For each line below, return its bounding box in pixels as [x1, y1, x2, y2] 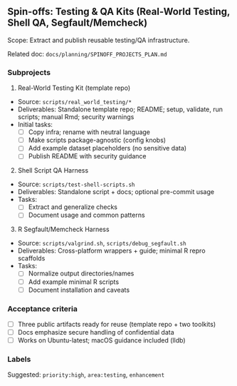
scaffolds [17, 254, 46, 263]
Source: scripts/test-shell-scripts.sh [17, 180, 135, 188]
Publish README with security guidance [28, 152, 147, 161]
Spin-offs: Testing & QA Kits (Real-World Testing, [7, 6, 230, 18]
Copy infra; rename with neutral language [28, 128, 151, 136]
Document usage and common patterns [28, 210, 145, 220]
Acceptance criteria [7, 303, 78, 313]
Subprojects [7, 67, 51, 77]
